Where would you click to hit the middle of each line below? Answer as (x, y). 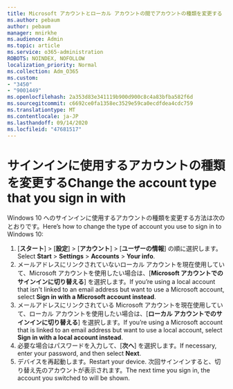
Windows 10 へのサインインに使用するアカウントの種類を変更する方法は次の (116, 218)
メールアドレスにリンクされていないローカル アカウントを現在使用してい (121, 265)
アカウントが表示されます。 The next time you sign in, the (129, 370)
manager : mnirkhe (32, 33)
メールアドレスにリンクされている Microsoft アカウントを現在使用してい (120, 305)
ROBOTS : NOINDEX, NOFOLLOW (46, 59)
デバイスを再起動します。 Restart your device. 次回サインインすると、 (116, 362)
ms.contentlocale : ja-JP (43, 116)
